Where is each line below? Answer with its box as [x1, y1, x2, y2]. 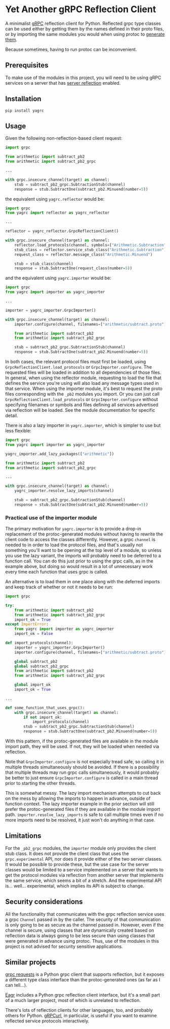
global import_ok [14, 682, 51, 688]
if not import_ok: [23, 715, 62, 720]
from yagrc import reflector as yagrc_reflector [5, 210, 110, 216]
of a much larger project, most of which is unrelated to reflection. [5, 998, 141, 1004]
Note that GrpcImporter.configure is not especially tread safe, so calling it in [5, 759, 164, 765]
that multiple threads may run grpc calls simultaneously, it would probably [5, 769, 159, 775]
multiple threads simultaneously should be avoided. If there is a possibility [5, 764, 159, 770]
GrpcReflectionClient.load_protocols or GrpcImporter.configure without [5, 397, 158, 402]
